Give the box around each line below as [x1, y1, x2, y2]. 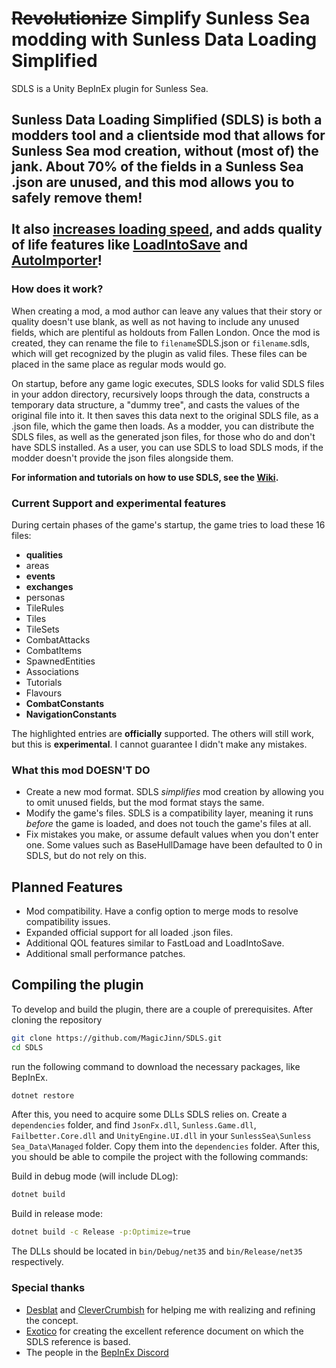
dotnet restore [11, 1090, 75, 1101]
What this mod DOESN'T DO [11, 763, 151, 777]
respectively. [11, 1256, 64, 1268]
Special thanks [11, 1281, 86, 1295]
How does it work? [11, 282, 104, 296]
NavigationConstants [25, 708, 118, 720]
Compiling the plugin [11, 977, 144, 994]
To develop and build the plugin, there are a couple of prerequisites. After [11, 1003, 314, 1015]
